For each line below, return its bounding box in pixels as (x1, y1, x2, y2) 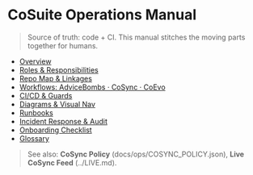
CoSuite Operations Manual (7, 6, 197, 24)
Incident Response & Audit (19, 116, 108, 126)
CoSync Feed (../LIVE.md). (27, 157, 117, 167)
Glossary (19, 133, 50, 143)
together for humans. (27, 40, 99, 50)
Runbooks (19, 107, 53, 118)
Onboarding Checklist (19, 125, 92, 135)
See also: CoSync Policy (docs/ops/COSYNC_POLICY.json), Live (27, 149, 244, 159)
